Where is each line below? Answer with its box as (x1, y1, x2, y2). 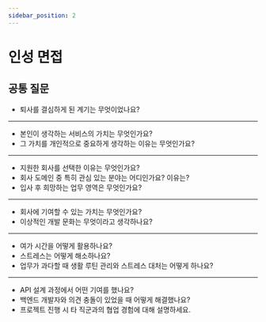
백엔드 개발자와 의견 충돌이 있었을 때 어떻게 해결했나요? (19, 294, 191, 305)
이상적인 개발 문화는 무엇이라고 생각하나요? (19, 217, 153, 226)
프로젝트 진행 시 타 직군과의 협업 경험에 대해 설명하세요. (19, 305, 192, 314)
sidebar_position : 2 (8, 11, 77, 20)
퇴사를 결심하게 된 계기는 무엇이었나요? (19, 104, 140, 114)
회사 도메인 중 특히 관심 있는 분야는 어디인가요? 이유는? (19, 172, 190, 182)
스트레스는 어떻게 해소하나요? (19, 251, 111, 260)
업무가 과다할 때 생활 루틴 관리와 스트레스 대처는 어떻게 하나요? (19, 260, 214, 270)
